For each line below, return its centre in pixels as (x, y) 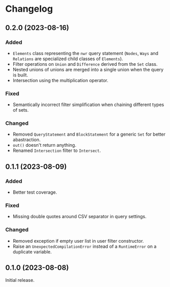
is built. (20, 75)
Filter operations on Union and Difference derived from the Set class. (85, 64)
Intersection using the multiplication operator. (60, 80)
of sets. (21, 110)
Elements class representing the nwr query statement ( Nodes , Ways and (86, 53)
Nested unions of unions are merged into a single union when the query (88, 69)
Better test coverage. (35, 192)
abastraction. (27, 140)
